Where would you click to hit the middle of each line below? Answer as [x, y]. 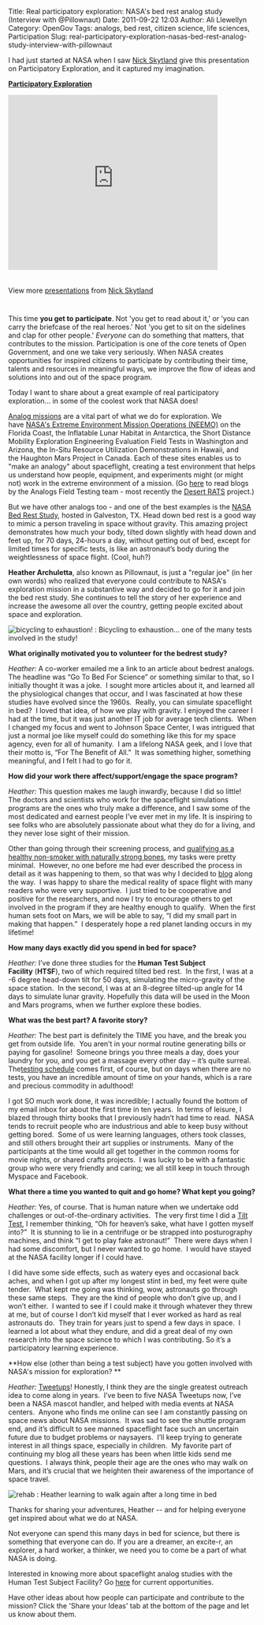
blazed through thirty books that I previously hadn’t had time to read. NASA [131, 1118]
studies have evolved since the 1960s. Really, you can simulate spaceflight [130, 702]
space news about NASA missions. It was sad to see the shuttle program [127, 1420]
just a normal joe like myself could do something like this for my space [122, 736]
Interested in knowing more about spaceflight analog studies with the [121, 1574]
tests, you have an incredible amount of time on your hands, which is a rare [130, 1077]
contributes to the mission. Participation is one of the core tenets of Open [127, 344]
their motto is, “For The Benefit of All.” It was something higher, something [130, 752]
